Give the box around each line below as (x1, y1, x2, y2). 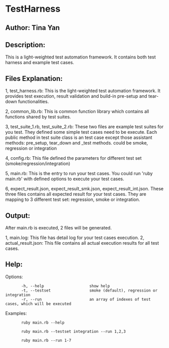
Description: (5, 40, 46, 49)
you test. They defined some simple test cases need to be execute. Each (5, 129, 157, 135)
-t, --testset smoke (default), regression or (21, 288, 158, 293)
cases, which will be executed (5, 301, 72, 306)
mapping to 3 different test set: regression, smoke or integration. (5, 196, 141, 202)
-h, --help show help (21, 283, 110, 288)
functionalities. (18, 99, 49, 105)
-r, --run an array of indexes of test (21, 297, 151, 302)
